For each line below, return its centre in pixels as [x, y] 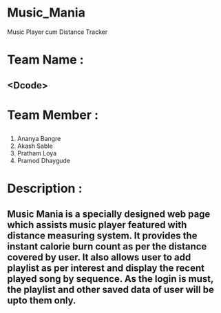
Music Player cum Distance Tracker [57, 32]
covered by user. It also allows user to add [99, 257]
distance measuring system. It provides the [102, 235]
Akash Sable [35, 146]
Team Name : [45, 60]
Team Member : [53, 115]
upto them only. [42, 300]
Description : [45, 189]
